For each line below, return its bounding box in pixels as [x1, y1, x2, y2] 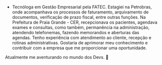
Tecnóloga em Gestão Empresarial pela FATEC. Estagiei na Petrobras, [12, 4, 152, 10]
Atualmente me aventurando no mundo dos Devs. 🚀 [5, 54, 109, 60]
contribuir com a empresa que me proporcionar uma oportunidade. [12, 45, 147, 51]
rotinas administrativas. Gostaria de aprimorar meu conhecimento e [12, 40, 148, 45]
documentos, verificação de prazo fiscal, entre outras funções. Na [12, 14, 146, 20]
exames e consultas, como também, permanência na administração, [12, 25, 150, 30]
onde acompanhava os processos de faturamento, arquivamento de [12, 9, 149, 15]
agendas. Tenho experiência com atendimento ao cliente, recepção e [12, 35, 152, 40]
